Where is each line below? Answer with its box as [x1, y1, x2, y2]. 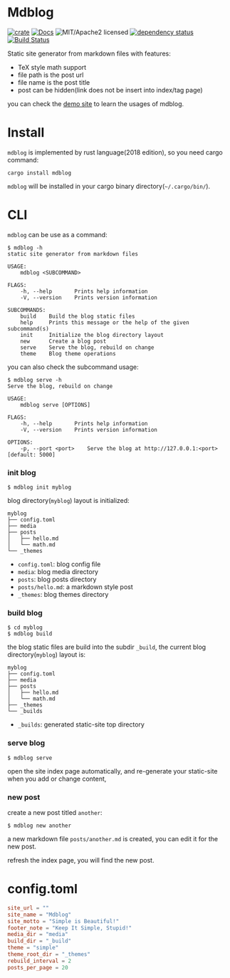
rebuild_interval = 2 [7, 957, 72, 964]
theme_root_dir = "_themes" [7, 951, 91, 958]
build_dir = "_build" [7, 937, 72, 945]
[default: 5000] [7, 451, 56, 458]
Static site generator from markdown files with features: [7, 49, 171, 58]
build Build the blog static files [20, 313, 135, 320]
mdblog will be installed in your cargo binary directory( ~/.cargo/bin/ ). [7, 182, 211, 190]
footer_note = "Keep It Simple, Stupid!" [7, 924, 132, 932]
